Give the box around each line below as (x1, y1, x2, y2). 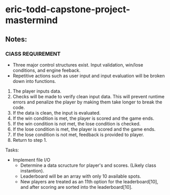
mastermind (5, 14, 58, 26)
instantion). (20, 167, 44, 174)
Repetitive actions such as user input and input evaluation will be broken (12, 73, 165, 79)
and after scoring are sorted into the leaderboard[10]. (20, 184, 133, 190)
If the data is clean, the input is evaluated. (12, 110, 101, 116)
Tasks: (5, 147, 19, 153)
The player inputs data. (12, 88, 62, 94)
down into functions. (12, 78, 56, 84)
